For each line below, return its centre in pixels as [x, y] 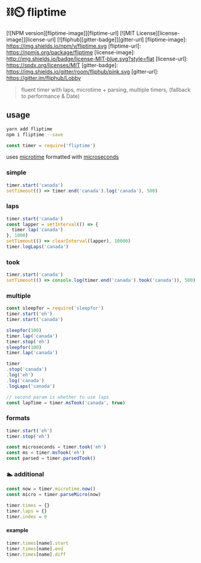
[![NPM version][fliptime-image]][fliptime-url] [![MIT [71, 33]
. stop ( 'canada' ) [27, 369]
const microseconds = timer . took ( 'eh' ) [56, 447]
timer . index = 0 [27, 517]
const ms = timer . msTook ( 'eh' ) [46, 453]
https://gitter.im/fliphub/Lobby [44, 78]
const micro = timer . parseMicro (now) [54, 495]
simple [17, 173]
